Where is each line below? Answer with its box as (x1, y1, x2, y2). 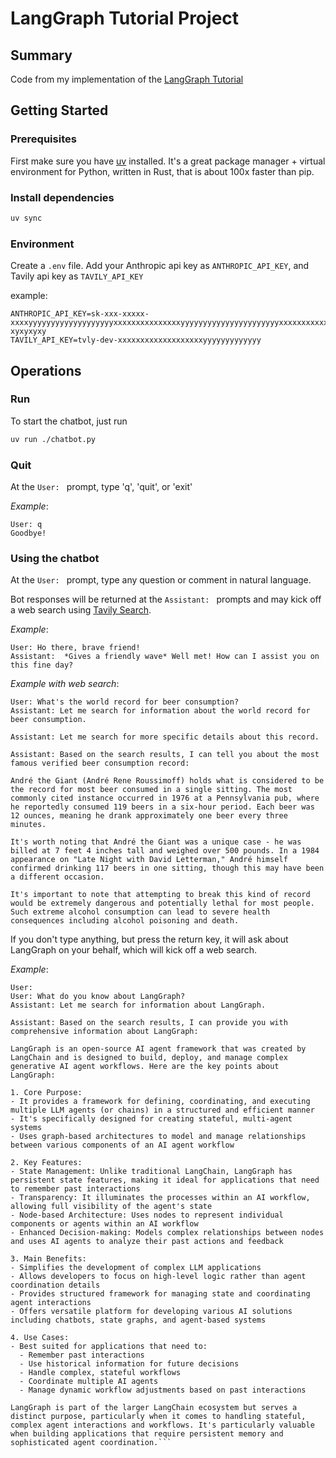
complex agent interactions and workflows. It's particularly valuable (10, 1420, 315, 1431)
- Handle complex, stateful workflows (19, 1368, 182, 1378)
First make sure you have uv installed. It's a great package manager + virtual (10, 155, 326, 167)
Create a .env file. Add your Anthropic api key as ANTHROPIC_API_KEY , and (10, 260, 310, 272)
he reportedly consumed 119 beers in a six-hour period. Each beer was (10, 802, 315, 812)
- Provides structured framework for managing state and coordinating (10, 1289, 311, 1299)
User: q (10, 520, 43, 530)
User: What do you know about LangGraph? (10, 992, 186, 1002)
